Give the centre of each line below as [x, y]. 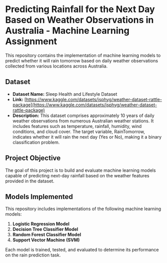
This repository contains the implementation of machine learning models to [83, 55]
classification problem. [36, 142]
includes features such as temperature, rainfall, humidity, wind [77, 126]
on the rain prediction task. [33, 255]
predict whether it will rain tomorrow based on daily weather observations [82, 60]
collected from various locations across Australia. [57, 66]
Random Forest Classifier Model [47, 235]
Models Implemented [39, 197]
